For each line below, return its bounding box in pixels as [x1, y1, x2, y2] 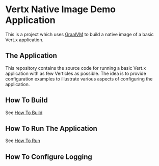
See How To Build [5, 109, 43, 116]
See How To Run [5, 137, 41, 144]
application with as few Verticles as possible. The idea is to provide [5, 70, 146, 76]
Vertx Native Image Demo [5, 4, 116, 15]
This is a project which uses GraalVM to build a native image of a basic [5, 31, 154, 37]
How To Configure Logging [5, 152, 93, 161]
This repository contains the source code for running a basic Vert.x [5, 65, 146, 71]
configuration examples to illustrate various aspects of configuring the [5, 75, 153, 82]
